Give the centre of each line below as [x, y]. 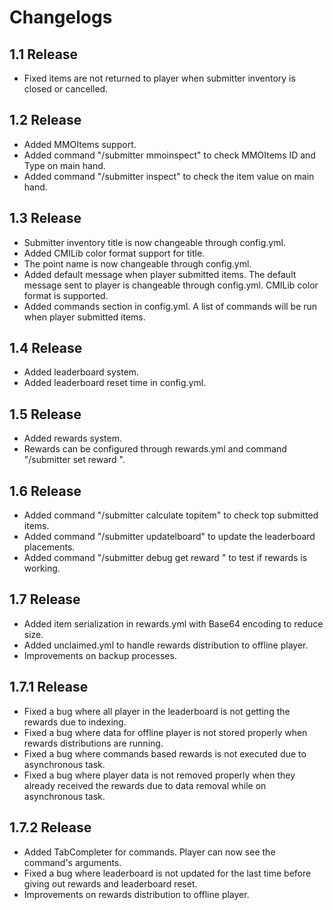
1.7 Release [45, 599]
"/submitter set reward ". [74, 460]
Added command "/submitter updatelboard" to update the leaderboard [169, 537]
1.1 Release [44, 54]
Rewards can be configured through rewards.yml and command [155, 449]
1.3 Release [45, 218]
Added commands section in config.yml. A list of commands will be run [170, 306]
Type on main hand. [64, 165]
